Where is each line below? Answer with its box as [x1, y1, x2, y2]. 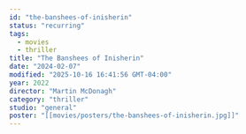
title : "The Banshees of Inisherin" [9, 54, 144, 63]
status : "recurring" [9, 21, 86, 30]
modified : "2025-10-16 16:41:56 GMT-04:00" [9, 71, 173, 79]
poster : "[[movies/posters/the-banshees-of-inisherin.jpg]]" [9, 111, 240, 120]
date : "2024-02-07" [9, 63, 81, 71]
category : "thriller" [9, 94, 89, 104]
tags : [9, 29, 29, 38]
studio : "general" [9, 103, 77, 112]
